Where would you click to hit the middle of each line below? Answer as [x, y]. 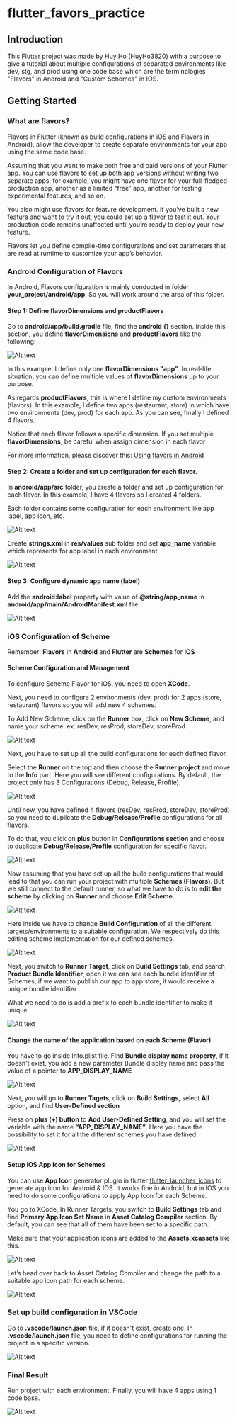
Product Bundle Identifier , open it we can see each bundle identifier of [111, 974]
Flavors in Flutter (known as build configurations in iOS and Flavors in [109, 137]
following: [22, 342]
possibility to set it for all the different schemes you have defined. [103, 1134]
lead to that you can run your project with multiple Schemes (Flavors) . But [116, 881]
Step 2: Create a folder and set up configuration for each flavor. [103, 471]
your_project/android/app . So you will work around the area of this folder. [116, 294]
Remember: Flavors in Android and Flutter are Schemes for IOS [101, 651]
